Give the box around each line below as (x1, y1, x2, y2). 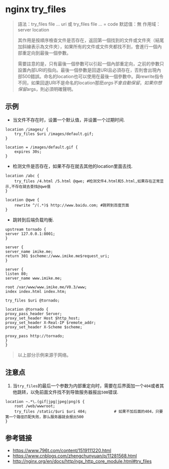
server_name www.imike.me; (5, 276, 62, 281)
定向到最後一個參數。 (26, 50, 71, 56)
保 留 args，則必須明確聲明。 (17, 86, 76, 92)
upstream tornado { (5, 227, 47, 232)
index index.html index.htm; (5, 289, 67, 294)
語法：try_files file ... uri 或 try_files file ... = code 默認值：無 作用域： (17, 21, 161, 27)
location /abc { (5, 173, 39, 178)
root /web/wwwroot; (14, 404, 56, 409)
